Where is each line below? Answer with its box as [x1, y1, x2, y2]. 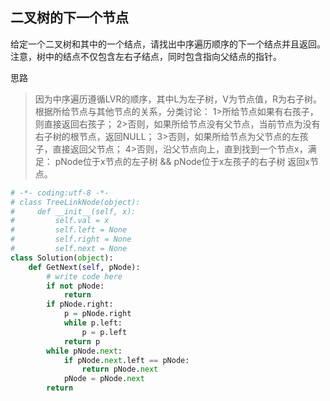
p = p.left [81, 327, 128, 337]
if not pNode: [46, 281, 105, 291]
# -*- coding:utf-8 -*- [10, 188, 110, 198]
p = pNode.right [63, 309, 132, 319]
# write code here [46, 271, 123, 282]
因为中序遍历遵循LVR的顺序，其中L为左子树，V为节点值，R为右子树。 [34, 93, 323, 105]
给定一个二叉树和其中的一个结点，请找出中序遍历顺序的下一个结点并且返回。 [10, 38, 326, 50]
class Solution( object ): [10, 253, 114, 263]
